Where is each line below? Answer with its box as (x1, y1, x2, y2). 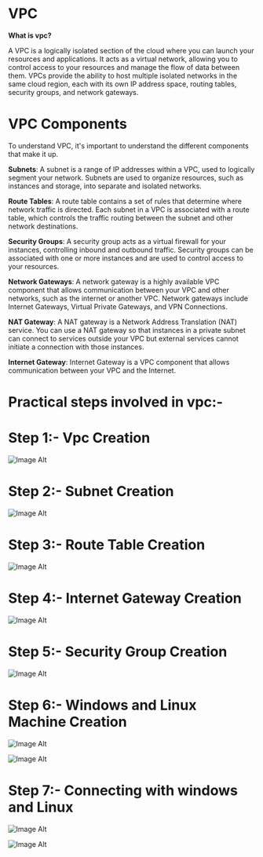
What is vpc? (8, 31, 53, 40)
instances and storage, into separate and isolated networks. (8, 181, 202, 191)
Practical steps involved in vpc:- (8, 393, 224, 411)
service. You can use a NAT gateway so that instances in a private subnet (8, 325, 246, 334)
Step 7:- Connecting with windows (8, 782, 238, 799)
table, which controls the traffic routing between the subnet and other (8, 213, 234, 222)
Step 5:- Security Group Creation (8, 643, 228, 660)
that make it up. (8, 149, 59, 159)
